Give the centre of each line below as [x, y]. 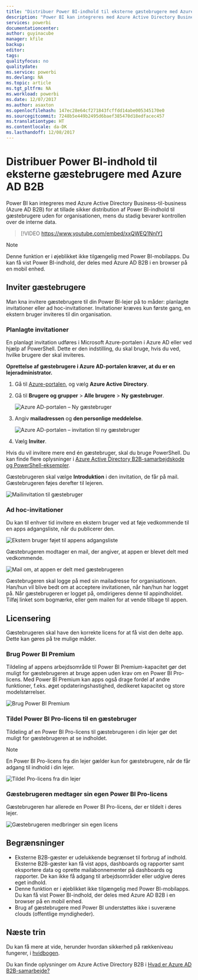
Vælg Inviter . [31, 441]
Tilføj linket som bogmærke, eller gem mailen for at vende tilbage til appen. [97, 600]
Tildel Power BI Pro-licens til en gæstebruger [72, 719]
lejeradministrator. [29, 372]
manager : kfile [25, 39]
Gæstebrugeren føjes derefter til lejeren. [55, 483]
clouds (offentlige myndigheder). [55, 914]
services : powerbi [29, 22]
